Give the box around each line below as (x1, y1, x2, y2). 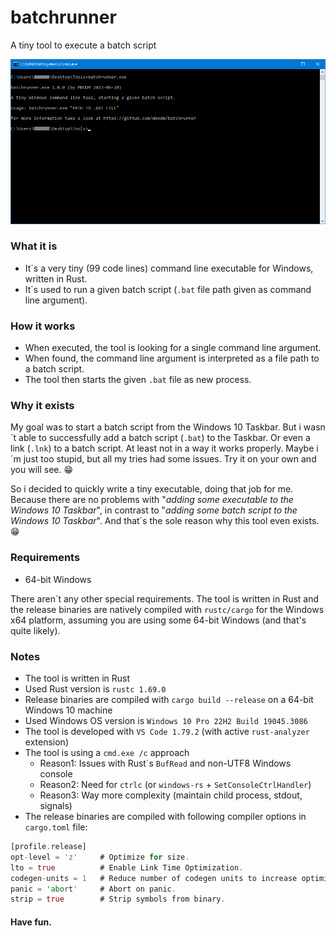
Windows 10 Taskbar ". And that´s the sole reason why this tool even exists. (10, 515, 320, 527)
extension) (24, 736, 69, 748)
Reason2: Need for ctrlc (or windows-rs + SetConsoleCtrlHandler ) (39, 779, 312, 790)
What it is (10, 239, 58, 253)
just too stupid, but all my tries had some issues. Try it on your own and (23, 453, 317, 465)
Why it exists (10, 399, 75, 413)
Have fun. (10, 916, 52, 928)
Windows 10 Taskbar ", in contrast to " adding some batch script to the (10, 504, 298, 516)
